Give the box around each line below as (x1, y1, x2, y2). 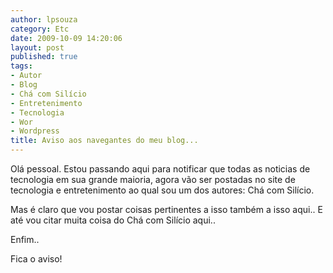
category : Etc (10, 24, 70, 34)
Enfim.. (10, 234, 40, 245)
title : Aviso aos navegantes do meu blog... (10, 136, 199, 146)
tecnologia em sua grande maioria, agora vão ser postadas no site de (10, 174, 296, 185)
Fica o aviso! (10, 253, 63, 265)
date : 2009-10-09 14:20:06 (10, 33, 123, 43)
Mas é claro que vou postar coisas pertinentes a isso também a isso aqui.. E (10, 204, 323, 215)
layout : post (10, 42, 65, 53)
